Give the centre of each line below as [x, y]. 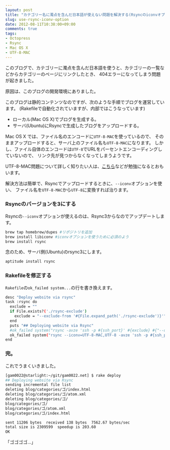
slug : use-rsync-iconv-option [37, 19]
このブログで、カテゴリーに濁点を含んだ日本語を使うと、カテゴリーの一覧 [83, 68]
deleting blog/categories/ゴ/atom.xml [46, 395]
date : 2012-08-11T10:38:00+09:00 [40, 24]
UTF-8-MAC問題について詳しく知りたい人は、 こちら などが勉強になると [80, 166]
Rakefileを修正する [29, 276]
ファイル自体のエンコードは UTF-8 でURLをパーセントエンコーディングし [88, 149]
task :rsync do [21, 302]
